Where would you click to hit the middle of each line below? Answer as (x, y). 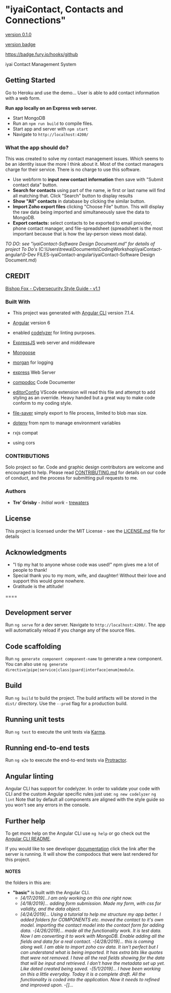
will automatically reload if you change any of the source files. (70, 630)
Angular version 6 (31, 323)
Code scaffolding (33, 646)
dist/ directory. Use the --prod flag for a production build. (66, 703)
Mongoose (24, 353)
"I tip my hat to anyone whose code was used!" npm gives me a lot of (86, 565)
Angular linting (29, 776)
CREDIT (18, 276)
